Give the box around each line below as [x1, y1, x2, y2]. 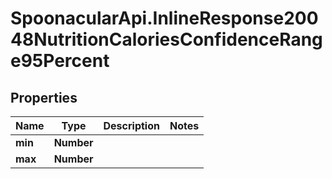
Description [103, 119, 160, 132]
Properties [10, 89, 78, 106]
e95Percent [10, 50, 110, 72]
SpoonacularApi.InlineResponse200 [10, 7, 319, 30]
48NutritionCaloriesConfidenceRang [10, 28, 323, 51]
